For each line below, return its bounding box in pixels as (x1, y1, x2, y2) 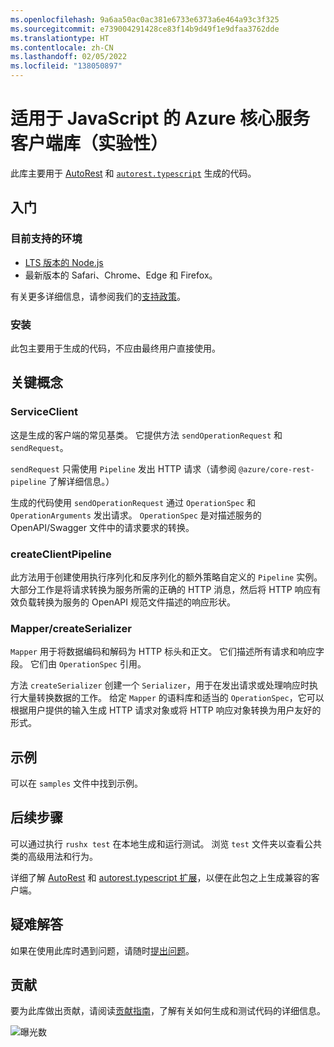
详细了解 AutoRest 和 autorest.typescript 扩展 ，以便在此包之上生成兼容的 (10, 871, 312, 883)
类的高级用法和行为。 (10, 850, 98, 862)
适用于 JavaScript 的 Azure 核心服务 (10, 107, 311, 130)
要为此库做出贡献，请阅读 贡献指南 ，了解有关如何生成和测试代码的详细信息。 (10, 1005, 326, 1017)
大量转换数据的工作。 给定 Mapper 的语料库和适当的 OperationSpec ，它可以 (18, 692, 325, 704)
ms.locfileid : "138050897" (10, 61, 123, 71)
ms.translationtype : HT (10, 33, 110, 43)
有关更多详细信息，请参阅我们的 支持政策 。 (10, 290, 186, 302)
